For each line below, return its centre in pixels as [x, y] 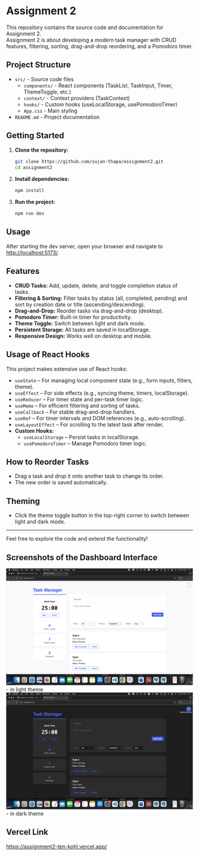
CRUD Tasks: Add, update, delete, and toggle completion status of [96, 285]
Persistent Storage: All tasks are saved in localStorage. [83, 330]
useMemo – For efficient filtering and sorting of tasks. [77, 405]
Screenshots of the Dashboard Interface [82, 558]
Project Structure [38, 65]
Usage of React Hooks [48, 355]
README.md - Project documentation [57, 117]
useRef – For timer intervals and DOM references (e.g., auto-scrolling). [100, 418]
